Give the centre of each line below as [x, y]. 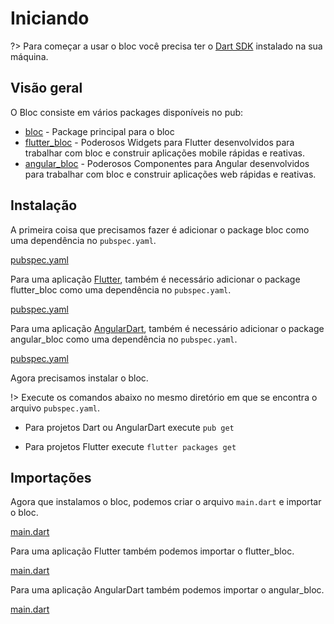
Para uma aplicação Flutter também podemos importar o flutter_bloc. [152, 551]
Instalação [44, 205]
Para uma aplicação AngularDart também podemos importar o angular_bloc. [167, 590]
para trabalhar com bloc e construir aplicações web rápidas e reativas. [170, 174]
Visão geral [46, 88]
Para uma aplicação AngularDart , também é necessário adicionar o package [167, 328]
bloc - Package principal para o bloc [99, 131]
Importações [51, 477]
